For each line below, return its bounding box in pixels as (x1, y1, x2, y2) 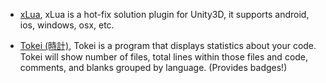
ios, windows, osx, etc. (19, 19, 115, 31)
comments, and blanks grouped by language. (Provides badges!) (19, 62, 288, 73)
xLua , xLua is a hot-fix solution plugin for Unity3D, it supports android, (19, 9, 310, 20)
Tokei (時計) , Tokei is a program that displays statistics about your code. (19, 40, 317, 51)
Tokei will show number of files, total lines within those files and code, (19, 51, 309, 63)
